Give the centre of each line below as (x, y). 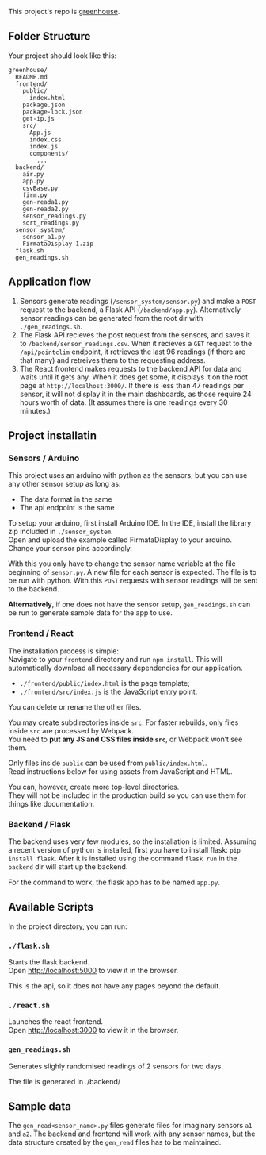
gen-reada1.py (46, 202)
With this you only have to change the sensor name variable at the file (122, 564)
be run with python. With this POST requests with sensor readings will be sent (133, 581)
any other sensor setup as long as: (65, 484)
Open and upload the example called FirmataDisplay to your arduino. (120, 540)
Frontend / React (41, 633)
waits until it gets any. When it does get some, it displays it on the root (133, 377)
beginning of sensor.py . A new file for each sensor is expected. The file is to (133, 572)
